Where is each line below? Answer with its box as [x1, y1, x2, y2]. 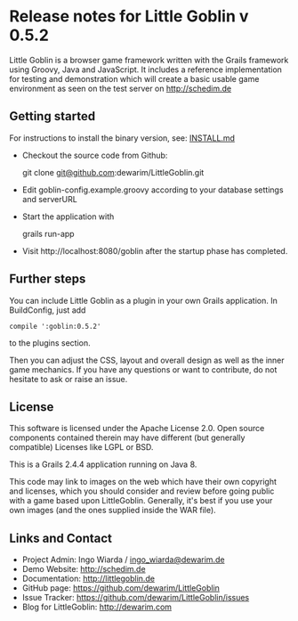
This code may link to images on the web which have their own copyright [9, 477, 278, 487]
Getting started [9, 109, 96, 124]
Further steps [9, 272, 86, 287]
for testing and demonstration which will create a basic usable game [9, 73, 260, 84]
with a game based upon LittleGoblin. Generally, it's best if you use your [9, 495, 273, 506]
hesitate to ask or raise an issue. [9, 373, 128, 384]
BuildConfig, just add [9, 305, 86, 315]
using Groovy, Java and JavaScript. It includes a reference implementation [9, 64, 283, 75]
